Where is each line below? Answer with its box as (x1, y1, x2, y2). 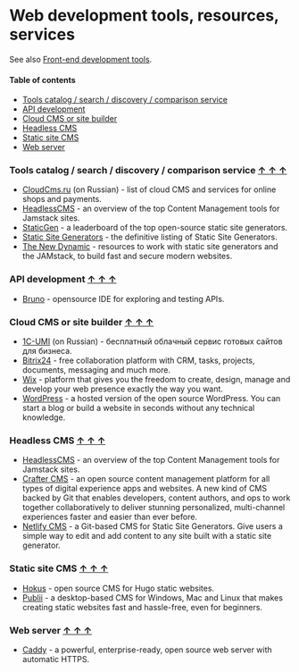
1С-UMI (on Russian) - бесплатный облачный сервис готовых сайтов (21, 336, 283, 347)
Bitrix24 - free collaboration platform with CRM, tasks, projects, (21, 355, 256, 366)
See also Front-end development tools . (9, 54, 153, 64)
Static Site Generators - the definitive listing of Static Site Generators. (21, 231, 278, 242)
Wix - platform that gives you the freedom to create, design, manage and (21, 374, 291, 385)
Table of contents (9, 74, 76, 85)
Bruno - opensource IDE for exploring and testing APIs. (21, 293, 225, 304)
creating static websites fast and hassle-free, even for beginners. (21, 601, 263, 612)
